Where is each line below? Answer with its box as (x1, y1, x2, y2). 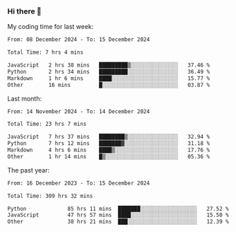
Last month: (7, 94, 42, 103)
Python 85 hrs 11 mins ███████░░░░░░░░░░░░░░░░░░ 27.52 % (7, 205, 230, 212)
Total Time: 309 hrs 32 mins (7, 192, 93, 199)
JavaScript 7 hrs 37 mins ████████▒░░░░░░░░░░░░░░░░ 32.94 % (7, 134, 211, 141)
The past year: (7, 166, 49, 174)
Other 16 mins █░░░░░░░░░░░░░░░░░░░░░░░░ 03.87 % (7, 81, 211, 88)
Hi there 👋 (7, 6, 42, 16)
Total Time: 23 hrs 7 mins (7, 120, 87, 128)
